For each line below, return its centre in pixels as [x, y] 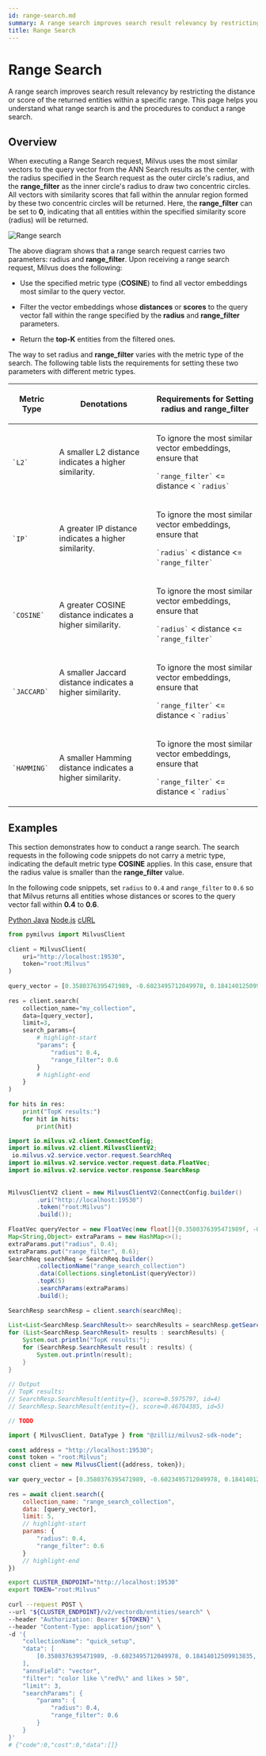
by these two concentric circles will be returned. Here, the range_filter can [131, 203]
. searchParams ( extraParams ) [83, 1289]
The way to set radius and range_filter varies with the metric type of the [126, 355]
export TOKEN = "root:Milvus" [55, 1590]
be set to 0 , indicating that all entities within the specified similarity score [127, 212]
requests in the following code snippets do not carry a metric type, [117, 855]
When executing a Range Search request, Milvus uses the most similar [123, 161]
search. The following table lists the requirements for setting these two [123, 363]
